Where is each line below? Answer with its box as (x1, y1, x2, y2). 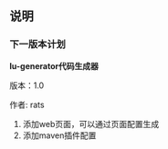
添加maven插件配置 (22, 130, 97, 141)
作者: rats (9, 99, 45, 110)
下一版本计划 (9, 38, 67, 51)
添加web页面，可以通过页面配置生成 (22, 118, 160, 129)
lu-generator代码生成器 (9, 60, 99, 71)
